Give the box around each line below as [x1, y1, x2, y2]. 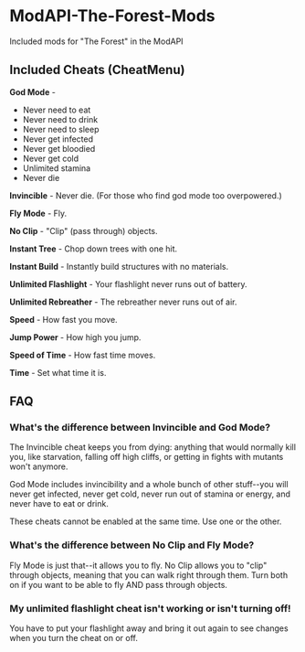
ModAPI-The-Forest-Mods [9, 5, 216, 27]
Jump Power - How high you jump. [9, 331, 142, 343]
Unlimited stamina [22, 162, 91, 174]
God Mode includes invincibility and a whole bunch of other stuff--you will [9, 479, 289, 490]
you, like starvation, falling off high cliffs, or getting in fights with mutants [9, 452, 284, 463]
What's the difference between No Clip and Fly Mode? [9, 539, 255, 551]
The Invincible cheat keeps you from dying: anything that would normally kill [9, 442, 297, 453]
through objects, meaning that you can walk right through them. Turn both [9, 569, 289, 581]
